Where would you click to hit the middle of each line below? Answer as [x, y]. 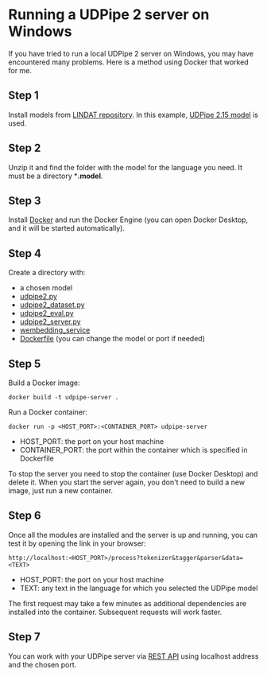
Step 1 [24, 96]
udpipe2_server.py [50, 322]
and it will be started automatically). [67, 228]
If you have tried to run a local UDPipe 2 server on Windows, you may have [131, 53]
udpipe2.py [39, 297]
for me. [20, 70]
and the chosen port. [43, 664]
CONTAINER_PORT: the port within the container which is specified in [133, 450]
